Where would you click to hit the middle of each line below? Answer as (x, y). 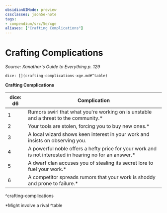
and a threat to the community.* (65, 118)
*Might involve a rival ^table (34, 206)
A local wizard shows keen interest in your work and (89, 134)
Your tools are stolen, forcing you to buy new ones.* (89, 126)
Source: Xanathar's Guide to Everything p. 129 (53, 67)
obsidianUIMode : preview (31, 10)
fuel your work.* (47, 169)
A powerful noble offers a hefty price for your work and (92, 149)
